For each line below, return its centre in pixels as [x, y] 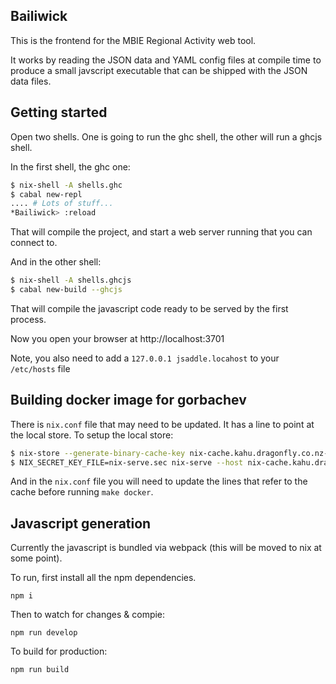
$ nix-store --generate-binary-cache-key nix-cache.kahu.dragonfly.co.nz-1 [171, 453]
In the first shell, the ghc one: [70, 166]
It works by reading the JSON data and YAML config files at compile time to [166, 60]
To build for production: [59, 651]
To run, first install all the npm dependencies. [103, 578]
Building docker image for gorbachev [128, 400]
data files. [31, 81]
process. [28, 319]
